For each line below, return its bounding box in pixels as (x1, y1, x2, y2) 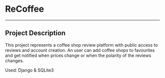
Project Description (5, 29, 66, 37)
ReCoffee (5, 3, 44, 15)
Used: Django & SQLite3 (5, 67, 54, 73)
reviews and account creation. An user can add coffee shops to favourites (5, 47, 155, 53)
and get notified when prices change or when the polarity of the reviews (5, 52, 151, 58)
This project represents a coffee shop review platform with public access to (5, 42, 158, 48)
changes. (5, 57, 24, 63)
